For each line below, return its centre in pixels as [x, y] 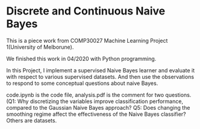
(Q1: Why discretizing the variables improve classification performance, [95, 101]
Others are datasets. [32, 120]
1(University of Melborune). [40, 47]
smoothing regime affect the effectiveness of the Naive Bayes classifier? [96, 114]
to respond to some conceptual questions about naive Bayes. [82, 83]
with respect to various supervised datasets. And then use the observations [100, 77]
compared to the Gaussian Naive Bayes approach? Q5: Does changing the [98, 107]
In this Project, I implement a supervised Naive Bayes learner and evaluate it [101, 70]
